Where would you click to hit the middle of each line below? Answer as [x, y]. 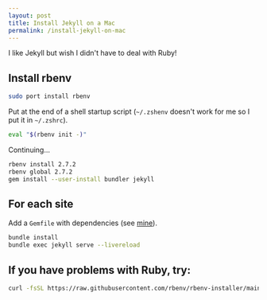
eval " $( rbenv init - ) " [48, 135]
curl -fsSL [26, 288]
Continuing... [29, 150]
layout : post [30, 16]
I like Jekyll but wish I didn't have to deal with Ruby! [93, 53]
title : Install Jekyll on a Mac [62, 23]
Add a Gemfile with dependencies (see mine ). [83, 223]
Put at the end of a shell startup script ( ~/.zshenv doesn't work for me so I [129, 111]
